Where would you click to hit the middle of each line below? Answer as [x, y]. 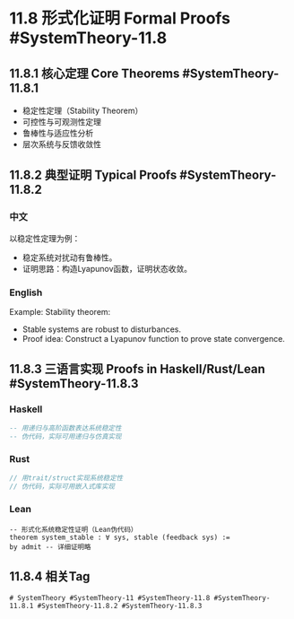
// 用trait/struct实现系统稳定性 [66, 478]
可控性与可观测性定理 [61, 122]
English [26, 292]
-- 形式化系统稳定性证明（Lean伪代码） [73, 529]
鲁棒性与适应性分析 [58, 133]
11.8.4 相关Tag [50, 576]
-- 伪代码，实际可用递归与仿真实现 [65, 436]
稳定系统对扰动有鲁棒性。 [69, 257]
